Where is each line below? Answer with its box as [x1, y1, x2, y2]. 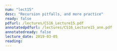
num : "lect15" [5, 7, 34, 12]
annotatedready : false [5, 30, 51, 34]
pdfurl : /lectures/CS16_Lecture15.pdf [5, 20, 84, 26]
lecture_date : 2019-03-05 [5, 34, 58, 39]
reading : [5, 39, 23, 44]
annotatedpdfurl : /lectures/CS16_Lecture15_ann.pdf [5, 25, 112, 30]
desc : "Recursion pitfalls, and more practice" [5, 12, 104, 17]
